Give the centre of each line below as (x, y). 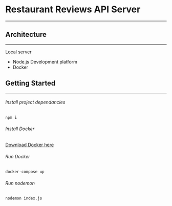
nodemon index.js (24, 198)
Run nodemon (20, 183)
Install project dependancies (35, 102)
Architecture (26, 35)
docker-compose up (25, 172)
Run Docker (18, 156)
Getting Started (30, 83)
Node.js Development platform (45, 61)
